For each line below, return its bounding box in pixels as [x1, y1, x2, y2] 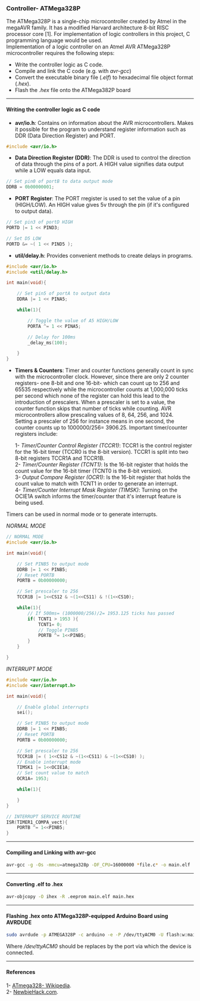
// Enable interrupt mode [17, 759, 82, 765]
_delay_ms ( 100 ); [27, 340, 68, 346]
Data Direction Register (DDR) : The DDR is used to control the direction [14, 154, 191, 161]
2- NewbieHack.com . [6, 988, 58, 995]
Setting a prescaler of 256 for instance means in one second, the [14, 417, 174, 425]
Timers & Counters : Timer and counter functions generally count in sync [14, 367, 194, 374]
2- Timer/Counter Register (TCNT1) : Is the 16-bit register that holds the [14, 461, 189, 468]
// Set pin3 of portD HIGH [6, 219, 73, 225]
